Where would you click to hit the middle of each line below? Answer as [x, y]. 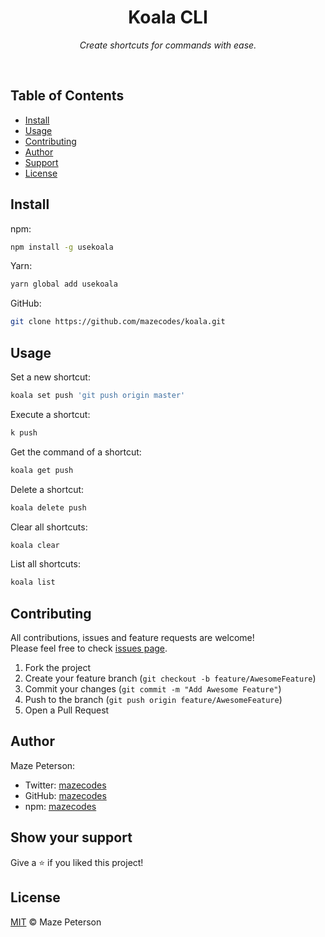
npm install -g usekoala [62, 247]
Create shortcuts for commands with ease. [168, 45]
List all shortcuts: [45, 564]
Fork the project [58, 668]
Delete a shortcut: [47, 489]
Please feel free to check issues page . [89, 648]
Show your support [71, 837]
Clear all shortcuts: [49, 527]
